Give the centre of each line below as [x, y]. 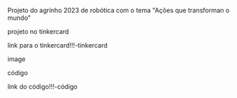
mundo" [19, 18]
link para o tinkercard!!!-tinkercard [57, 45]
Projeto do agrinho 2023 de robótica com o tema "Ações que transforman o [118, 10]
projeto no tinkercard [38, 32]
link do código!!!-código [42, 87]
